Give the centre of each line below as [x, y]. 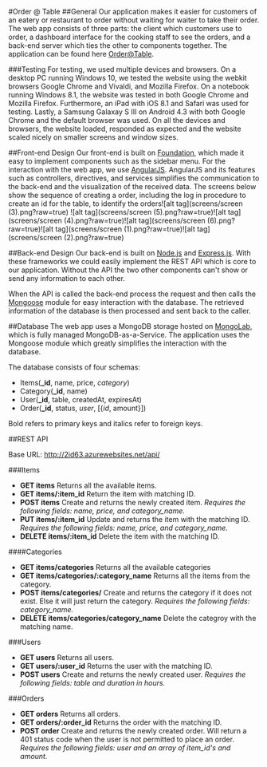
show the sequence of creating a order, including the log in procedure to [127, 195]
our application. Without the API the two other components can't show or [128, 270]
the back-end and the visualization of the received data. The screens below [132, 186]
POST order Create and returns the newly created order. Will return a [133, 731]
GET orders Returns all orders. [70, 714]
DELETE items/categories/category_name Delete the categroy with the [138, 618]
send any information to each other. [67, 278]
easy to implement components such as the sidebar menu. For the [117, 161]
